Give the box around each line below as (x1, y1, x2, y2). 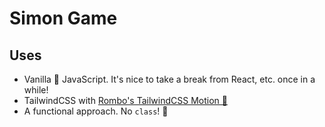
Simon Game (9, 7, 118, 30)
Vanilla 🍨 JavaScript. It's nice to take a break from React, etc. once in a (23, 73, 316, 85)
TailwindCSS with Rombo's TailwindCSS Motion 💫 (23, 95, 228, 106)
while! (23, 84, 49, 96)
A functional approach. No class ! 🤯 (23, 105, 169, 117)
